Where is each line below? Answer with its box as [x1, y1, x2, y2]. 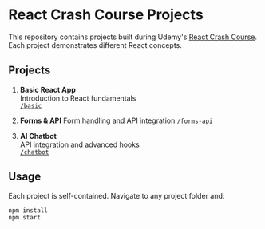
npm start [8, 214, 42, 222]
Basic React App [19, 85, 76, 94]
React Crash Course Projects [8, 6, 204, 24]
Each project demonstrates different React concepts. [8, 40, 182, 49]
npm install [8, 206, 48, 215]
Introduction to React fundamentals [19, 93, 136, 103]
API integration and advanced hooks [19, 140, 140, 149]
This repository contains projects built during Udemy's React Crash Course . [8, 32, 258, 41]
